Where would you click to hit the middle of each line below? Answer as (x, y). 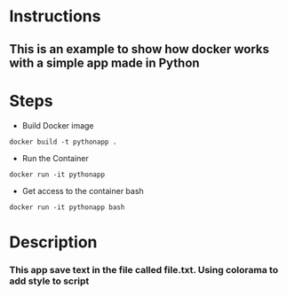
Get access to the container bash (83, 191)
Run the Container (55, 158)
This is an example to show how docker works (139, 49)
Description (53, 242)
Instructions (55, 16)
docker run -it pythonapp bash (67, 207)
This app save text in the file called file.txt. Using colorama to (143, 269)
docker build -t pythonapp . (63, 142)
